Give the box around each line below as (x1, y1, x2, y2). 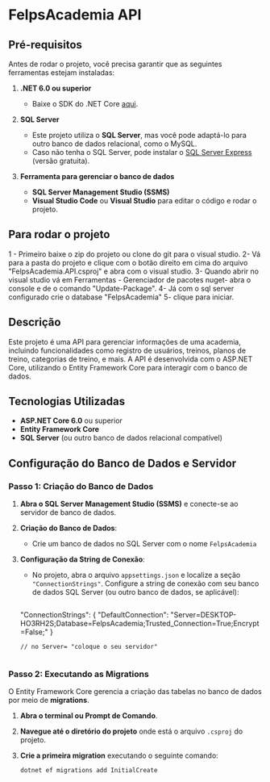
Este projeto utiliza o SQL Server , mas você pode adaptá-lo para (31, 131, 247, 140)
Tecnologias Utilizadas (8, 395, 126, 408)
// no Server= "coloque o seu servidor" (19, 643, 158, 651)
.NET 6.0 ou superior (19, 83, 92, 93)
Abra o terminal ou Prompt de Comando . (19, 711, 158, 721)
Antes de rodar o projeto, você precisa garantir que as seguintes (8, 59, 222, 69)
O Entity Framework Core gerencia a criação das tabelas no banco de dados (8, 687, 262, 696)
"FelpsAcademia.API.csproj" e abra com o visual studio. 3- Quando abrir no (8, 266, 260, 276)
